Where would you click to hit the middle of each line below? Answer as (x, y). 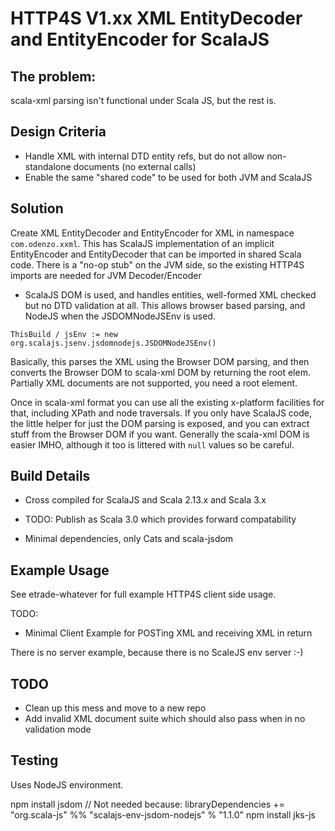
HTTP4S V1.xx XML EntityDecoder (156, 18)
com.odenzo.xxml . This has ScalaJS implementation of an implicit (142, 243)
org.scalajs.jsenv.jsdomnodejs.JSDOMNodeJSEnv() (113, 343)
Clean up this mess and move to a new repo (115, 708)
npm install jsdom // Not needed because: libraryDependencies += (147, 804)
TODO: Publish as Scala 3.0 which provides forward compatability (160, 519)
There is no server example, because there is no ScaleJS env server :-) (157, 653)
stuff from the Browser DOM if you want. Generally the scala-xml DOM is (160, 434)
